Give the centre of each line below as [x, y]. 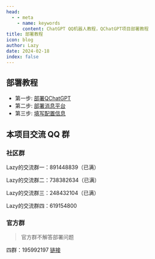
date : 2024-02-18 [28, 51]
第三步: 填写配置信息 [40, 114]
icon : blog [20, 40]
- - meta [23, 18]
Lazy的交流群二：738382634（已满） [53, 180]
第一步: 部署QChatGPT [43, 98]
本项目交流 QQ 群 [38, 134]
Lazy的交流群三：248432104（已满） [53, 193]
